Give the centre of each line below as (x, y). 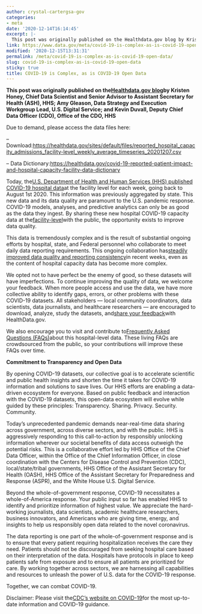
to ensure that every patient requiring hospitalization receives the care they (99, 543)
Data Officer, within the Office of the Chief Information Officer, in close (93, 456)
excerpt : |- (21, 34)
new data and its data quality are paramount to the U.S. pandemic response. (100, 201)
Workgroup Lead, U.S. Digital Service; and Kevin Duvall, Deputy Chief (95, 109)
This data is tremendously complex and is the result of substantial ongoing (99, 238)
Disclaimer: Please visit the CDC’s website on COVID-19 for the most (89, 598)
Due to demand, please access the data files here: (69, 127)
